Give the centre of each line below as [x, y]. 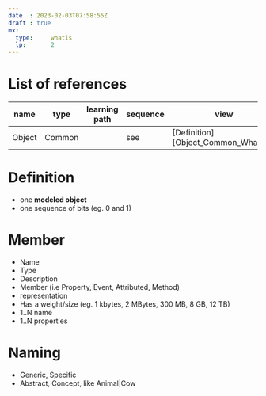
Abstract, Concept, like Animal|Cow [78, 383]
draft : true [30, 23]
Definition [42, 178]
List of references [68, 84]
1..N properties [44, 321]
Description [38, 279]
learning [102, 109]
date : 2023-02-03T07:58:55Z [58, 15]
